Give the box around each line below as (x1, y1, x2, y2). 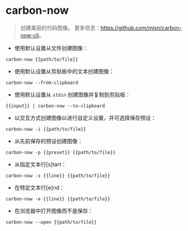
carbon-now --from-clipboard (5, 79, 78, 86)
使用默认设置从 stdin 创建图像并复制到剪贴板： (14, 91, 131, 98)
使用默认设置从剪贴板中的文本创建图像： (14, 67, 114, 75)
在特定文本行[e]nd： (14, 184, 65, 191)
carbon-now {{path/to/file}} (5, 56, 78, 62)
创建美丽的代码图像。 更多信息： (20, 24, 101, 31)
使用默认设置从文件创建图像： (14, 44, 88, 52)
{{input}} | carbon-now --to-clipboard (5, 103, 105, 109)
